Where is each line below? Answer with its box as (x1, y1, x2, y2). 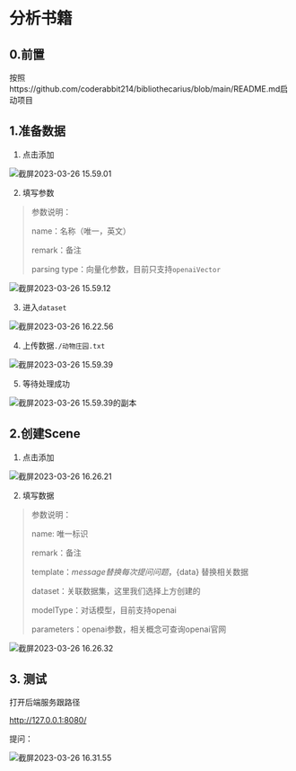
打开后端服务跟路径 (9, 697, 81, 708)
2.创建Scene (9, 426, 81, 441)
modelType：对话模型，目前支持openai (30, 604, 177, 616)
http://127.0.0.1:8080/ (9, 715, 87, 726)
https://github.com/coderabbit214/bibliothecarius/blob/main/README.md (9, 84, 281, 94)
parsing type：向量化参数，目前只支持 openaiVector (30, 263, 222, 274)
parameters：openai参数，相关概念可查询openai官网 (30, 624, 227, 634)
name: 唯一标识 (30, 527, 89, 539)
